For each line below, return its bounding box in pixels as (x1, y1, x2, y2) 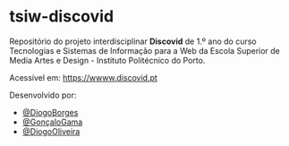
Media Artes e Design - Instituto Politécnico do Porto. (9, 55, 206, 65)
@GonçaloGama (21, 116, 83, 127)
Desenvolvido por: (9, 90, 77, 100)
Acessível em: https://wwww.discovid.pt (9, 72, 158, 82)
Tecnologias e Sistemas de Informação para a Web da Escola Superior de (9, 45, 280, 56)
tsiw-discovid (9, 6, 115, 27)
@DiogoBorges (21, 107, 79, 117)
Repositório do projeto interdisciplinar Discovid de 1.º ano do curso (9, 36, 257, 47)
